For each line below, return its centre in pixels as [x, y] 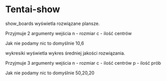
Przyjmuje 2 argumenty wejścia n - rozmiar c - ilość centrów [68, 33]
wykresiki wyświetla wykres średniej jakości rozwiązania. [65, 53]
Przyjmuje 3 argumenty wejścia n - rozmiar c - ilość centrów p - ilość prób [83, 63]
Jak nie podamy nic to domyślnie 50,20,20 [50, 73]
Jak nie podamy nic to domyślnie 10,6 [45, 43]
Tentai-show [33, 9]
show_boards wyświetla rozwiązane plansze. [53, 23]
